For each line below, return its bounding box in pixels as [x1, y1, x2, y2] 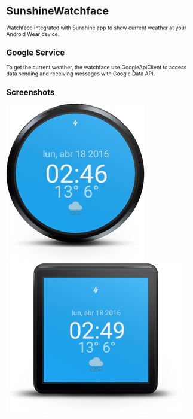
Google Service [6, 48, 65, 58]
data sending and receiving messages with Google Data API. [6, 70, 155, 77]
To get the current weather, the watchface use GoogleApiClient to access [6, 63, 187, 71]
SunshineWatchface [6, 4, 109, 18]
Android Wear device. [6, 30, 60, 37]
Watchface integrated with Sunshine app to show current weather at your [6, 24, 187, 31]
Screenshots [6, 87, 55, 98]
